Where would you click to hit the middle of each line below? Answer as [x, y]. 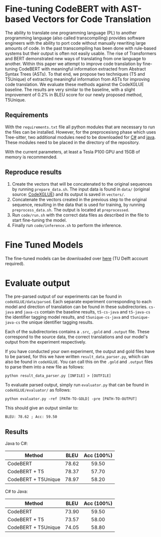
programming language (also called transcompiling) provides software [75, 38]
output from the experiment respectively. [46, 342]
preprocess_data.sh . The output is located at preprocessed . [71, 209]
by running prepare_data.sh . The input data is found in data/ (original [81, 189]
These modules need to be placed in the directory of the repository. [73, 142]
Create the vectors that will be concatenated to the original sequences [82, 184]
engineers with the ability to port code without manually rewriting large [75, 43]
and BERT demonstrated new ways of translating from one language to [76, 58]
